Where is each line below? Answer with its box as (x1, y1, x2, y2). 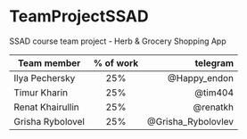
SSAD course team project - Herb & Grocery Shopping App (9, 36, 226, 46)
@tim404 (194, 86, 235, 99)
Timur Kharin (13, 86, 69, 99)
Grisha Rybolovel (13, 115, 85, 127)
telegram (194, 56, 235, 69)
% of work (93, 56, 139, 69)
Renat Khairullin (13, 101, 79, 113)
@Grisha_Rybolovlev (146, 115, 235, 127)
